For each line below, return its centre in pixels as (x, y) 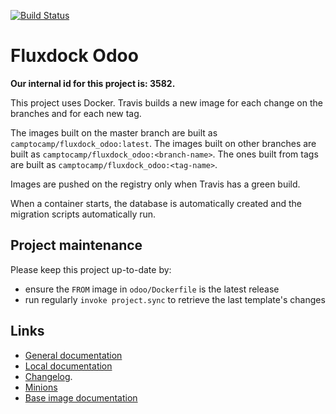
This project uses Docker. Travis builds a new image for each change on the (166, 102)
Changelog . (48, 376)
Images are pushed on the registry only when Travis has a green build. (155, 184)
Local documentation (68, 366)
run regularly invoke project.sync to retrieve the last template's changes (175, 299)
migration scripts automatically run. (83, 214)
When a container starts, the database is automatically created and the (156, 203)
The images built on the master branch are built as (114, 132)
